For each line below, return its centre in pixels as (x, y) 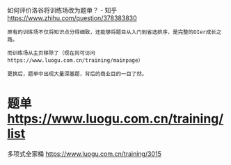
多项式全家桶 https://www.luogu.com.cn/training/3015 (84, 154)
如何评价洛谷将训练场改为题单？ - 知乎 (62, 10)
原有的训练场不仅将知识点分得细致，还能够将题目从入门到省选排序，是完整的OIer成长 (112, 32)
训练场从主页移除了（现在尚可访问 (54, 53)
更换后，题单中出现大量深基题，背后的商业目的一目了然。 (77, 74)
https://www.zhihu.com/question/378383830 (72, 18)
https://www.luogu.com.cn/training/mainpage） (75, 61)
